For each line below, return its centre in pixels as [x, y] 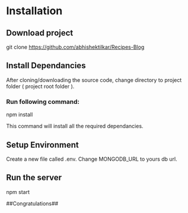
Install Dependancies [46, 66]
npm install [20, 115]
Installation [34, 11]
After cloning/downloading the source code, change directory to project [94, 80]
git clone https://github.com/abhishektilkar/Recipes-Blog [75, 47]
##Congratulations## [32, 204]
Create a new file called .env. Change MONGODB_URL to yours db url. [92, 159]
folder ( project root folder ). [40, 86]
